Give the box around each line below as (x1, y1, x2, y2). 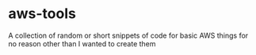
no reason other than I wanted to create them (8, 38, 156, 48)
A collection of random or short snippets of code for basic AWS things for (8, 31, 249, 40)
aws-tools (8, 5, 77, 23)
